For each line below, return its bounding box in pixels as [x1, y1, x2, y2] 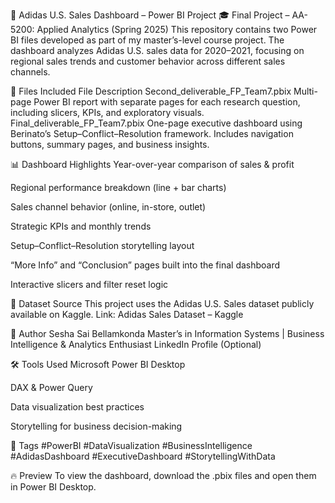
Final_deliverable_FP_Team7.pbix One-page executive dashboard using [10, 117, 303, 129]
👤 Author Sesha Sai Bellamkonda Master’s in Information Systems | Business [10, 328, 325, 339]
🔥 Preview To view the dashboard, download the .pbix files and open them [10, 470, 317, 481]
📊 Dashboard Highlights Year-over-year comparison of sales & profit [10, 159, 295, 170]
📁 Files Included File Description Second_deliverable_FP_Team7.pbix [10, 85, 292, 97]
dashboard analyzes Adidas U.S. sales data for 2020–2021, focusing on [10, 45, 305, 56]
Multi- [293, 85, 318, 97]
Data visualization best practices [10, 401, 145, 413]
